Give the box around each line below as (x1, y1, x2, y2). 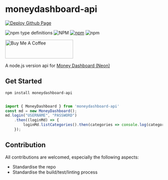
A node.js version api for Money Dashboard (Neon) (5, 62, 110, 68)
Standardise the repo (12, 163, 56, 169)
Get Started (5, 77, 42, 85)
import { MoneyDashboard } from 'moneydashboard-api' (5, 103, 120, 108)
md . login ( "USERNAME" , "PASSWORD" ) (5, 113, 77, 118)
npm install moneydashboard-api (5, 90, 72, 95)
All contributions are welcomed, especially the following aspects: (5, 154, 139, 160)
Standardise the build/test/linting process (12, 169, 98, 175)
